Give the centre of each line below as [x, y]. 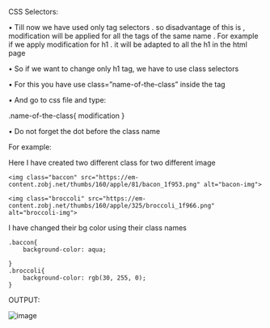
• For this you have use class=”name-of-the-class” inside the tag [117, 84]
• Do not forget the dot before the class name [84, 131]
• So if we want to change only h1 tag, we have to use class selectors [124, 69]
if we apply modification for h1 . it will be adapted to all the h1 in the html [128, 44]
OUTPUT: [24, 300]
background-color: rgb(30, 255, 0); [85, 278]
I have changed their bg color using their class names [98, 228]
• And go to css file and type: [57, 100]
